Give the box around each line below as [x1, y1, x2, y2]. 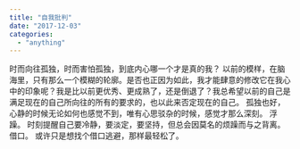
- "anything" [17, 37, 66, 47]
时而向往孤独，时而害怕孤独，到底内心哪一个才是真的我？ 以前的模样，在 [9, 63, 278, 74]
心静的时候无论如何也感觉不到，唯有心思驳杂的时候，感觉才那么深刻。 [9, 108, 268, 119]
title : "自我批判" [9, 12, 73, 22]
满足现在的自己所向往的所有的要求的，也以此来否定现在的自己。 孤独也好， [9, 97, 286, 108]
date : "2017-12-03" [9, 21, 82, 30]
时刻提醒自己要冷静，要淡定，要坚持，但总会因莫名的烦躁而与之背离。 [26, 120, 286, 130]
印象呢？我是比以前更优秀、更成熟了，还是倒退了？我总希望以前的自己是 [24, 86, 291, 96]
